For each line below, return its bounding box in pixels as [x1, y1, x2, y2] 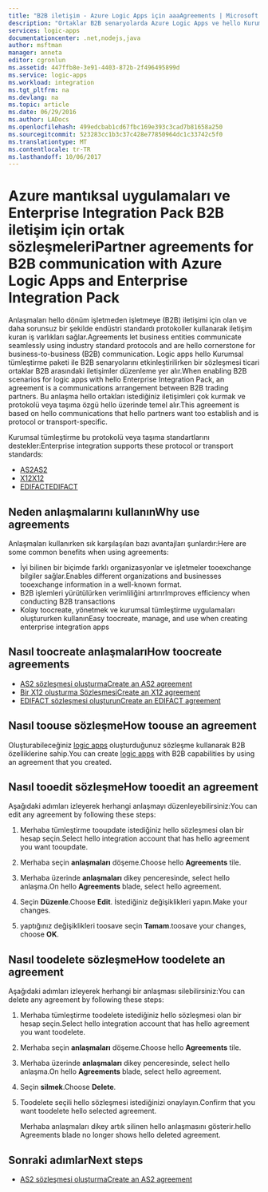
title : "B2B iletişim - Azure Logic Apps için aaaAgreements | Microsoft [8, 11, 259, 20]
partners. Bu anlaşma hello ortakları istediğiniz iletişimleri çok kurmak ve [8, 392, 246, 402]
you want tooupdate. [19, 842, 89, 852]
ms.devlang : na [8, 93, 59, 101]
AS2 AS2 [19, 465, 48, 475]
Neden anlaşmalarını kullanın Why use [8, 505, 200, 519]
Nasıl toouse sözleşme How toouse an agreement [8, 719, 257, 733]
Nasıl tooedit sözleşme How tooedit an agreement [8, 780, 259, 794]
